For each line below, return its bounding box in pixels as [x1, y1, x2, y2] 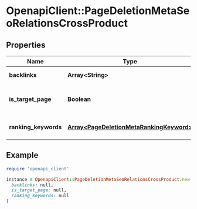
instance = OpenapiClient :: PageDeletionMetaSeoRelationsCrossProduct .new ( [6, 176, 193, 183]
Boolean [67, 95, 91, 103]
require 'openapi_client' [6, 166, 69, 171]
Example [6, 150, 39, 160]
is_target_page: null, [11, 187, 67, 193]
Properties [6, 40, 46, 50]
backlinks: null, [11, 182, 54, 188]
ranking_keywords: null [11, 193, 69, 199]
